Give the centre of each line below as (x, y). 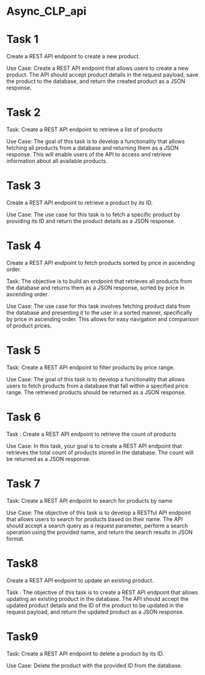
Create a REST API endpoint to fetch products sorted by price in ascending (101, 262)
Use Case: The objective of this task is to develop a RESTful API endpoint (99, 513)
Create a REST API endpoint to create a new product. (73, 56)
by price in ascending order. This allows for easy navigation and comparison (102, 319)
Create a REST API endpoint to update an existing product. (80, 580)
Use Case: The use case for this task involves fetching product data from (99, 306)
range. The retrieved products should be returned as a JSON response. (96, 392)
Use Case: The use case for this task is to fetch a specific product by (93, 215)
